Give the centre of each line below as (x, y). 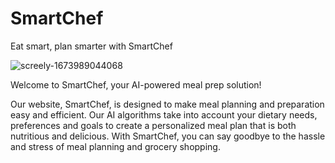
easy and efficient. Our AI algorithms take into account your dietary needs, (164, 114)
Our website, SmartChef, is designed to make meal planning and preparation (167, 104)
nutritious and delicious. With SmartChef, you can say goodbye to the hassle (168, 136)
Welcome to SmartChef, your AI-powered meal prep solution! (136, 84)
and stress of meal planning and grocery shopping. (115, 146)
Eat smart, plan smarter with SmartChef (91, 46)
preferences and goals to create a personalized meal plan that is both (153, 125)
